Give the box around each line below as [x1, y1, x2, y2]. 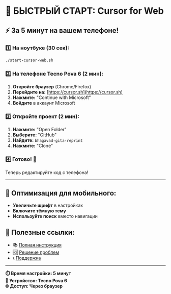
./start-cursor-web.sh [5, 58, 53, 63]
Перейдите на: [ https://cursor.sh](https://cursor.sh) [12, 89, 123, 95]
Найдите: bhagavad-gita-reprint [12, 137, 83, 143]
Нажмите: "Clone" [12, 143, 53, 149]
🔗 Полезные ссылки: [5, 228, 75, 237]
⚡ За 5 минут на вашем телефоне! [5, 26, 119, 35]
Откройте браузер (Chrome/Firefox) [12, 84, 92, 90]
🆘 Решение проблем [12, 249, 60, 255]
